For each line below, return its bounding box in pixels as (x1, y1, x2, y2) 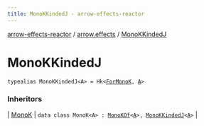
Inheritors (7, 94, 43, 104)
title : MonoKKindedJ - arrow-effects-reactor (7, 10, 144, 18)
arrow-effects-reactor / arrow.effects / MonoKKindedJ (7, 30, 167, 38)
